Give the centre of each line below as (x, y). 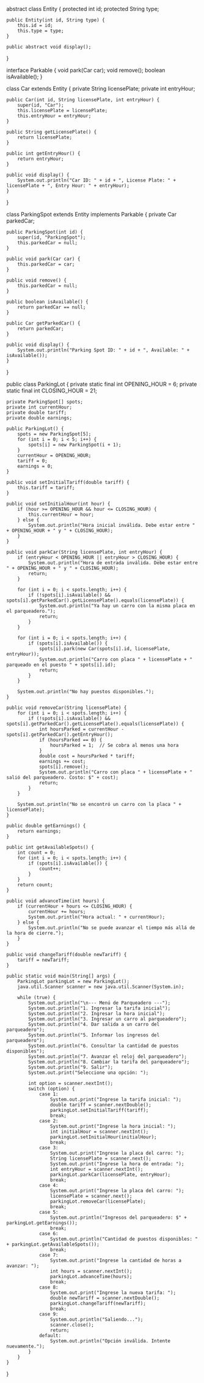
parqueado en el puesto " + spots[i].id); (61, 665)
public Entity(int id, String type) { (56, 20)
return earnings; (39, 831)
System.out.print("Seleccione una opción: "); (89, 1073)
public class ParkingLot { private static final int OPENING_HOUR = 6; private (102, 384)
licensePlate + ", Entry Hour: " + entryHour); (68, 186)
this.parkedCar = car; (46, 264)
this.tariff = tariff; (46, 488)
